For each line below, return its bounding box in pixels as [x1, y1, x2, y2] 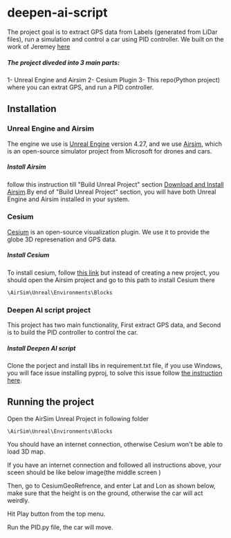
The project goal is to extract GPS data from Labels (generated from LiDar [7, 28, 218, 36]
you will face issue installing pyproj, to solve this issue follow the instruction [7, 369, 223, 378]
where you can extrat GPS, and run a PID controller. [7, 83, 154, 91]
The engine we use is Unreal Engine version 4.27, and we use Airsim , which [7, 140, 223, 148]
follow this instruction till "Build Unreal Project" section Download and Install [7, 180, 224, 188]
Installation [7, 103, 57, 115]
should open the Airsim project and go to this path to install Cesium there [7, 275, 216, 284]
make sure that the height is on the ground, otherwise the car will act [7, 489, 203, 497]
